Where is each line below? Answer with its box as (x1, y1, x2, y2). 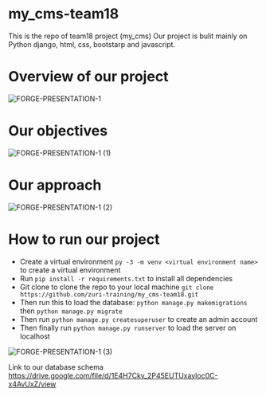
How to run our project (8, 230, 160, 248)
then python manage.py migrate (19, 306, 123, 316)
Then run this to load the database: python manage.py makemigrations (19, 297, 248, 307)
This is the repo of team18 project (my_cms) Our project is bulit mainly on (8, 31, 248, 41)
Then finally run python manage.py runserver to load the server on (19, 323, 237, 332)
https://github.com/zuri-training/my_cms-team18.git (19, 290, 199, 299)
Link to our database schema (8, 362, 104, 371)
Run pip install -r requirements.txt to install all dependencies (19, 273, 233, 283)
